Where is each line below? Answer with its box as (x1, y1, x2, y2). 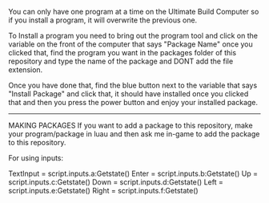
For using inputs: (8, 153, 64, 163)
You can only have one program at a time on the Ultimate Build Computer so (8, 7, 259, 16)
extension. (8, 65, 43, 75)
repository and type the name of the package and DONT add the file (8, 56, 234, 66)
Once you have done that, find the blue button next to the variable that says (8, 80, 258, 90)
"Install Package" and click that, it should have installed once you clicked (8, 89, 249, 99)
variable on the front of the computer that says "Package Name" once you (8, 39, 254, 49)
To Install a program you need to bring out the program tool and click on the (8, 31, 259, 40)
